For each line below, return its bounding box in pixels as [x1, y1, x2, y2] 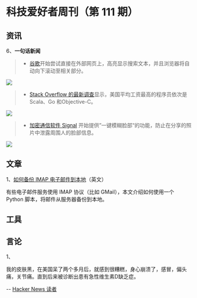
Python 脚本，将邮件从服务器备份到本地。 [6, 196, 108, 203]
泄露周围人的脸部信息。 [40, 129, 97, 136]
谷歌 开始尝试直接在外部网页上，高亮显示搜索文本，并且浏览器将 [29, 60, 185, 67]
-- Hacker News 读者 [6, 286, 57, 293]
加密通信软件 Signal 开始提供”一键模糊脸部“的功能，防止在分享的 [29, 122, 187, 128]
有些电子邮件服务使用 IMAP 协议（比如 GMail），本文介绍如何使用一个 [6, 188, 175, 195]
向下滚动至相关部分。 [34, 67, 87, 74]
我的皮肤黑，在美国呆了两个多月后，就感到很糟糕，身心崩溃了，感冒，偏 [6, 266, 182, 273]
